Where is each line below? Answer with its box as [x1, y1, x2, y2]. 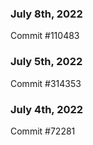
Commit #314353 [10, 77, 82, 89]
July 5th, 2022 [10, 55, 83, 69]
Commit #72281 [10, 125, 76, 137]
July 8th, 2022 [10, 7, 83, 21]
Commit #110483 [10, 30, 80, 42]
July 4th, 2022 [10, 102, 84, 116]
